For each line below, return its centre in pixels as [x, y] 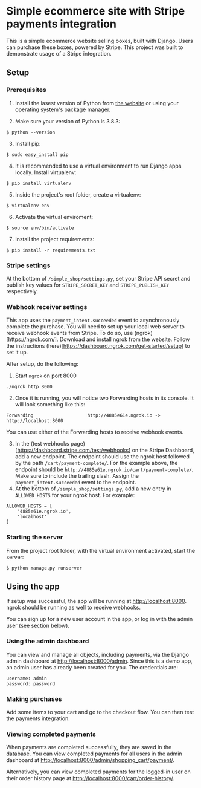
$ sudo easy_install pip [37, 155]
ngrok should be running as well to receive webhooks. [73, 607]
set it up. [17, 353]
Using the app [33, 586]
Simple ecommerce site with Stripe [96, 11]
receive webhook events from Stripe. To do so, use [70, 333]
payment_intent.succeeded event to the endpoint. [75, 483]
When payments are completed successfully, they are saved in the [89, 747]
